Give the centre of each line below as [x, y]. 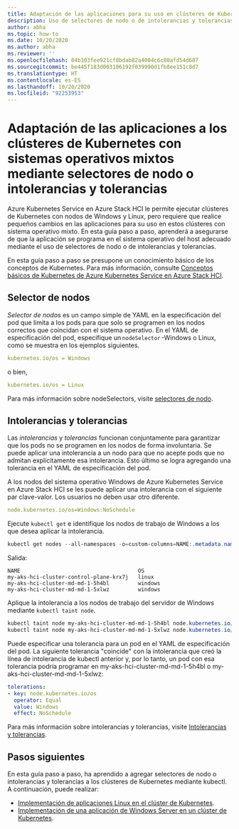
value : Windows [36, 707]
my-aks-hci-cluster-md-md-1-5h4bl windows [84, 584]
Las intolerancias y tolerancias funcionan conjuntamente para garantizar [114, 438]
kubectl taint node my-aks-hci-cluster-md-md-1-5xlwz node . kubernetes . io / [121, 630]
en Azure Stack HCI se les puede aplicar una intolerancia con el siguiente [115, 490]
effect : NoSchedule [43, 713]
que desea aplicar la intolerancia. [56, 532]
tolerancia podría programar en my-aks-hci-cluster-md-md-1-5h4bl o [109, 666]
